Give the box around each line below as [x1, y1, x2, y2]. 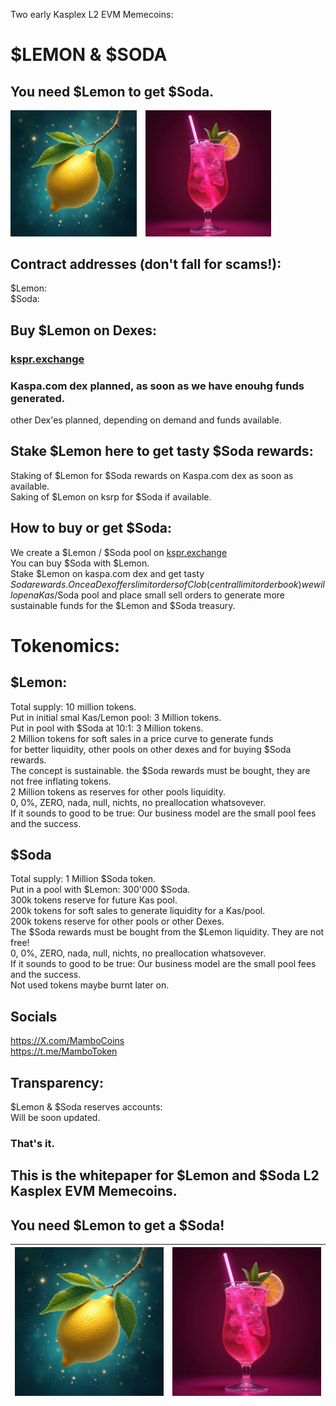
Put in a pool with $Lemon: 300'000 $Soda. [10, 884, 191, 896]
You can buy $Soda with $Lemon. [10, 557, 150, 569]
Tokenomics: [10, 634, 121, 657]
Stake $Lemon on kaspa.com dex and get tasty [10, 567, 205, 579]
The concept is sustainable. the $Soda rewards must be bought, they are [10, 764, 311, 776]
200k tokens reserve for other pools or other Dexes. [10, 915, 225, 928]
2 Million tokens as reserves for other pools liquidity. [10, 785, 226, 798]
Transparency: [10, 1074, 105, 1091]
